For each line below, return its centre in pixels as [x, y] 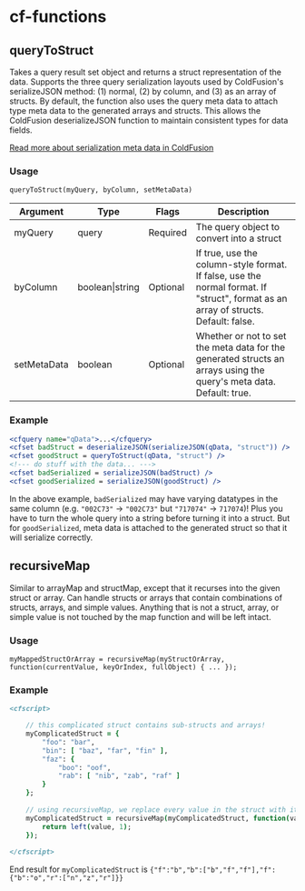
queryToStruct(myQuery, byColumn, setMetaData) [101, 190]
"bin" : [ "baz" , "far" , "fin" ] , [105, 751]
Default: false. [225, 322]
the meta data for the [241, 347]
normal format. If [231, 287]
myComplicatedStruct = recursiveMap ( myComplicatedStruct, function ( [158, 818]
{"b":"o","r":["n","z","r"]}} [67, 878]
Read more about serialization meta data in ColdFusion [112, 148]
